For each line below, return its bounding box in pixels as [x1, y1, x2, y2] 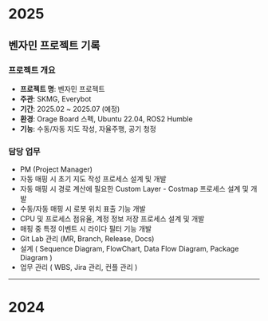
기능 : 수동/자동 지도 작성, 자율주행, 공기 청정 [19, 124, 157, 133]
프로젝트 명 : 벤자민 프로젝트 [19, 84, 105, 93]
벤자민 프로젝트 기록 [8, 38, 100, 52]
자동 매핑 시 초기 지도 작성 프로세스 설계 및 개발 [19, 174, 167, 184]
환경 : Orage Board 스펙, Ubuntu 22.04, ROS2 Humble [19, 113, 193, 124]
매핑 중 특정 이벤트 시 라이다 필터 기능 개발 [19, 224, 152, 234]
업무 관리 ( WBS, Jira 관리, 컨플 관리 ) [19, 263, 138, 272]
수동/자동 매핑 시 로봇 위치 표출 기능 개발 [19, 204, 146, 214]
